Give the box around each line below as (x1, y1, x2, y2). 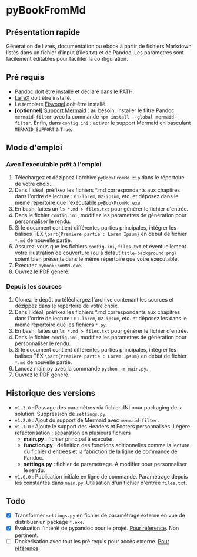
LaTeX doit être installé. (14, 94, 72, 101)
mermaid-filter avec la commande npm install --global (14, 113, 153, 120)
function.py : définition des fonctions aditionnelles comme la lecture (23, 441, 190, 448)
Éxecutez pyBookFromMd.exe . (14, 261, 82, 268)
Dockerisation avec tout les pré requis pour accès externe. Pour (14, 538, 169, 545)
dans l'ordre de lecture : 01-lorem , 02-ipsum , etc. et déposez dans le (14, 192, 179, 199)
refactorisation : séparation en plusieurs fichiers (14, 429, 131, 436)
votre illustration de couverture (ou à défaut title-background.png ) (14, 249, 176, 256)
